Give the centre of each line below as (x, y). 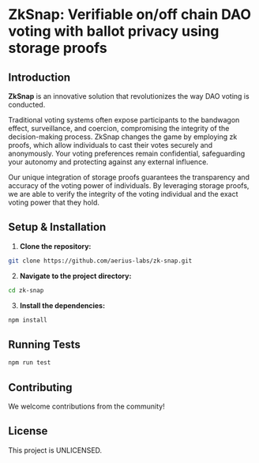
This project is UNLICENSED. (55, 450)
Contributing (40, 388)
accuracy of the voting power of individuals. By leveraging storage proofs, (129, 186)
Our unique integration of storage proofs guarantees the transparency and (129, 177)
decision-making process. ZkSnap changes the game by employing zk (123, 137)
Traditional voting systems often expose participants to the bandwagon (124, 120)
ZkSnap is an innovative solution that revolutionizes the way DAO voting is (129, 96)
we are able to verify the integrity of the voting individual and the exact (123, 194)
